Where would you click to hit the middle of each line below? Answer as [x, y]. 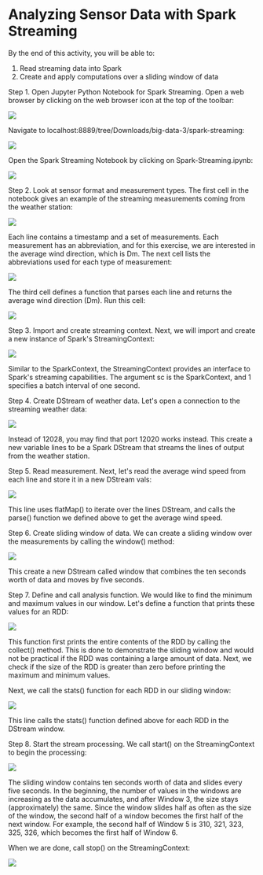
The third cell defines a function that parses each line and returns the [120, 292]
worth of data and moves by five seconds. [76, 579]
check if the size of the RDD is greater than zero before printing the [117, 666]
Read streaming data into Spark [70, 68]
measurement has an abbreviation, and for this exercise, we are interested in [132, 245]
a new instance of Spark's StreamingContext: [82, 338]
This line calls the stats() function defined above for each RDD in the [119, 720]
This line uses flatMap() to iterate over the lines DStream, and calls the [122, 509]
